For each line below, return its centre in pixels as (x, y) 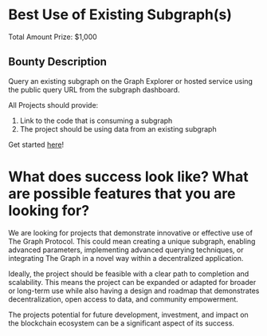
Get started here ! (36, 144)
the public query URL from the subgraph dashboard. (94, 89)
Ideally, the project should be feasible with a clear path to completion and (129, 274)
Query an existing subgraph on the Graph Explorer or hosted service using (131, 81)
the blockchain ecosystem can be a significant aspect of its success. (122, 323)
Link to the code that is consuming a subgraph (96, 121)
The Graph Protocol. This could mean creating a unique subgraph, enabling (132, 241)
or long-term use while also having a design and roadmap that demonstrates (134, 291)
